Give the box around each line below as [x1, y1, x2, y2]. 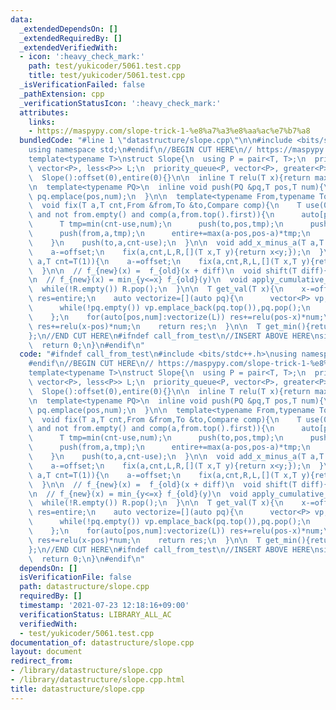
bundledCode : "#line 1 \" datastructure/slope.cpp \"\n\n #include [19, 136, 293, 146]
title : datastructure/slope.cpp [10, 684, 145, 694]
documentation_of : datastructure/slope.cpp [10, 637, 195, 648]
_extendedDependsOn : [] [19, 24, 118, 34]
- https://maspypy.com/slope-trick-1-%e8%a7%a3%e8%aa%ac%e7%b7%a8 [28, 126, 311, 136]
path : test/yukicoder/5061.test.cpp [28, 61, 182, 71]
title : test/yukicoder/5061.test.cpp [28, 71, 186, 81]
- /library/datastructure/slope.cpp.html [10, 675, 186, 685]
